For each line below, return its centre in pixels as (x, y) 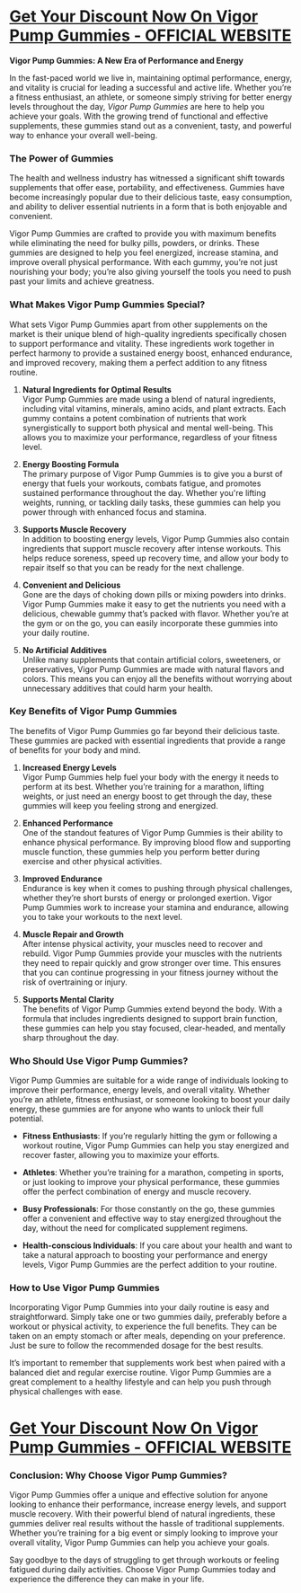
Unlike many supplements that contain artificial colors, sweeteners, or (151, 659)
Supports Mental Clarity (68, 999)
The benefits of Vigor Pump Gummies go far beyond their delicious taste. (145, 730)
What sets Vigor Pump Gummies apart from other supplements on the (138, 324)
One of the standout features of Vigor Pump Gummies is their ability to (152, 832)
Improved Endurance (62, 879)
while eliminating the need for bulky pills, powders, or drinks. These (134, 243)
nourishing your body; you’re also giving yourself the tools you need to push (150, 272)
